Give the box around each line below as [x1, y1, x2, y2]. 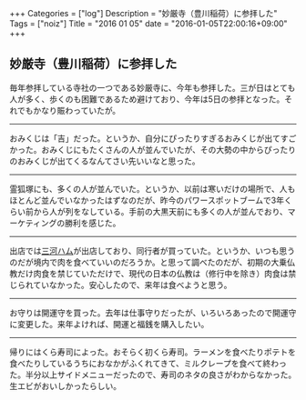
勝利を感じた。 [64, 217, 121, 228]
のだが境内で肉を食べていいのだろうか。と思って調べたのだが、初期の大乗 [9, 256, 288, 267]
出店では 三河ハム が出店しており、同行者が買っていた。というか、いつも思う [9, 245, 296, 256]
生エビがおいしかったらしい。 [9, 380, 121, 391]
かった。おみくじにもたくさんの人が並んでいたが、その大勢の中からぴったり [9, 144, 297, 155]
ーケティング [9, 217, 57, 228]
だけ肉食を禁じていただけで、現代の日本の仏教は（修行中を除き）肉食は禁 [16, 267, 297, 279]
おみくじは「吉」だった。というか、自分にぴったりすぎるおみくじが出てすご [9, 133, 297, 144]
